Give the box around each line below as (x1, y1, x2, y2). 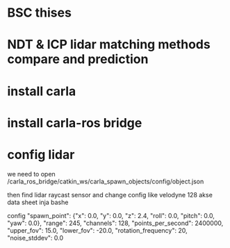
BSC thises (7, 5, 72, 21)
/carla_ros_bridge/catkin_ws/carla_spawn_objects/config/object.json (7, 177, 204, 185)
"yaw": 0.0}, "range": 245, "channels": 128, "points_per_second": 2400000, (7, 219, 224, 227)
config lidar (7, 147, 75, 163)
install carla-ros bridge (7, 115, 142, 131)
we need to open (7, 170, 56, 178)
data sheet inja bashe (7, 198, 69, 206)
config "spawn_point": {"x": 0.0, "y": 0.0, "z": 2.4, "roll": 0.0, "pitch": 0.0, (7, 211, 215, 220)
